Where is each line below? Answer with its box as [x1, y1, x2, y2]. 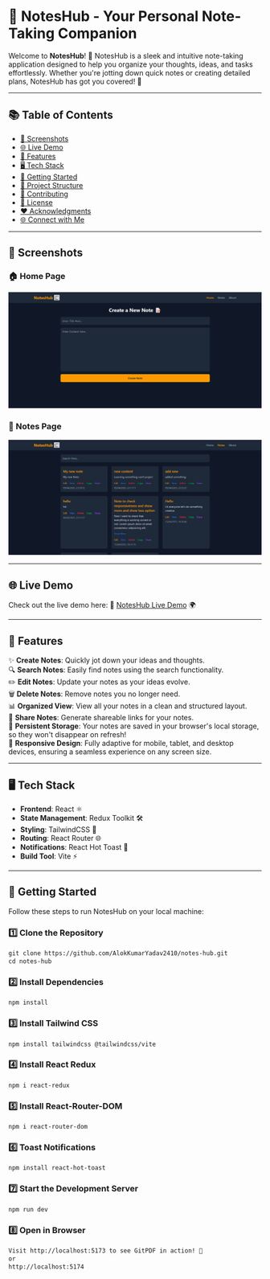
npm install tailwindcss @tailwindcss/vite [8, 1040, 157, 1048]
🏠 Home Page [8, 271, 66, 282]
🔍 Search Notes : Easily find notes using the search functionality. [8, 665, 224, 674]
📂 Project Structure [19, 180, 84, 190]
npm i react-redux [8, 1081, 70, 1089]
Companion [57, 24, 137, 43]
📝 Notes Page [8, 421, 62, 432]
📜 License [19, 197, 54, 207]
